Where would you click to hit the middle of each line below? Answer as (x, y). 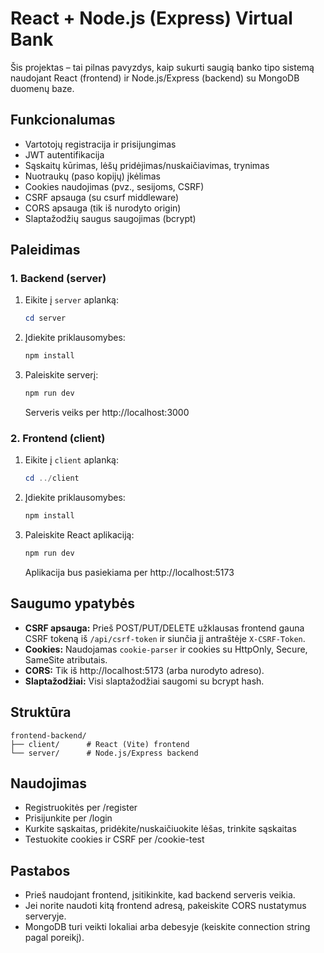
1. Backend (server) (58, 279)
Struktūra (41, 712)
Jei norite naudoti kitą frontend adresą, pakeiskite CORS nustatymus (165, 906)
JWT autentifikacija (64, 154)
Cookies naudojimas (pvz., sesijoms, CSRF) (114, 186)
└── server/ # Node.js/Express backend (104, 753)
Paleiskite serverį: (61, 375)
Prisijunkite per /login (68, 818)
